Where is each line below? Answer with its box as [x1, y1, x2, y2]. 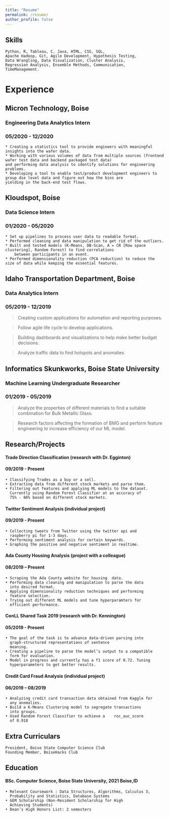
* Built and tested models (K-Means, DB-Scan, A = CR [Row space [5, 243, 146, 248]
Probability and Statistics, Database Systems [10, 793, 110, 799]
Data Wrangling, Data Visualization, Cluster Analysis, [5, 58, 125, 63]
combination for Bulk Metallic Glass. [17, 410, 93, 416]
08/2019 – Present [5, 564, 45, 570]
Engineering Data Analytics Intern [5, 119, 90, 126]
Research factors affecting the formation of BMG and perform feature [17, 420, 163, 426]
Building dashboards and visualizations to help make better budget [17, 335, 157, 341]
